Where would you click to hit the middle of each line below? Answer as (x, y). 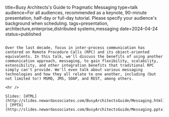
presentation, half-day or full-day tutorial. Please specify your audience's (81, 18)
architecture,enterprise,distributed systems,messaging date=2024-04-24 (81, 29)
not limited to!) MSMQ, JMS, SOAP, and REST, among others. (70, 79)
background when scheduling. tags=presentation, (57, 23)
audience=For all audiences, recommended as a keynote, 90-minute (76, 13)
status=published (23, 34)
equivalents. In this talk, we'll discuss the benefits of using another (84, 56)
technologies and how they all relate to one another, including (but (81, 74)
